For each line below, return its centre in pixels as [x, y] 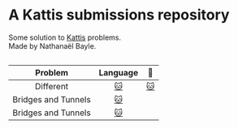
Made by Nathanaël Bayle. [52, 45]
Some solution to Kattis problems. [65, 37]
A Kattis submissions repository [119, 15]
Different [52, 87]
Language [119, 73]
